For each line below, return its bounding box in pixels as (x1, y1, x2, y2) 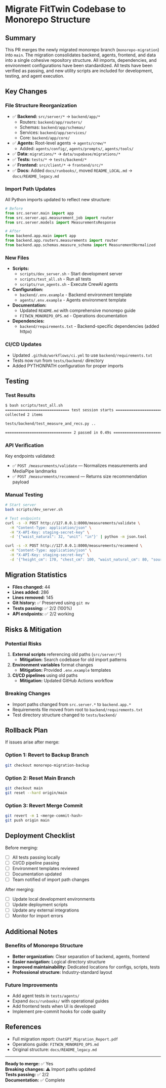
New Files (5, 254, 30, 261)
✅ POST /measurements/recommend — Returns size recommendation (12, 473, 147, 479)
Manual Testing (5, 491, 43, 498)
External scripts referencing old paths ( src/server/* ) (12, 652, 122, 657)
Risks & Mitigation (5, 625, 62, 634)
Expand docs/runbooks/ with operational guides (12, 998, 109, 1004)
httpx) (19, 329, 32, 335)
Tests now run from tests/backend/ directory (12, 357, 104, 363)
